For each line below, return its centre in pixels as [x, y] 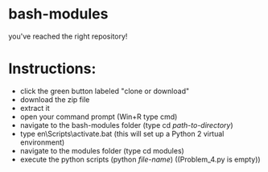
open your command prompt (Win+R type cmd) [99, 117]
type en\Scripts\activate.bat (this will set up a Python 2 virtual [122, 133]
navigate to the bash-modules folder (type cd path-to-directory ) [126, 125]
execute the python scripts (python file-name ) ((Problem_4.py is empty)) [140, 159]
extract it [35, 108]
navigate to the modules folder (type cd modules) [102, 150]
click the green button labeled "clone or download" [105, 91]
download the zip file [55, 99]
